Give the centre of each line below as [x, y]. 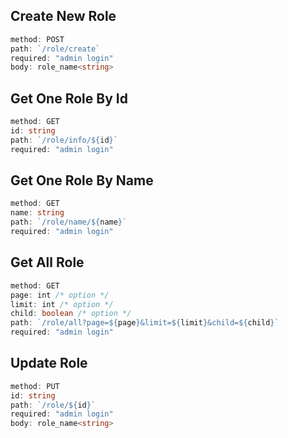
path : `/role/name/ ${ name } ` [69, 222]
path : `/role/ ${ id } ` [53, 405]
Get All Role [47, 262]
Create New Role [63, 16]
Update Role [49, 363]
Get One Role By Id [69, 98]
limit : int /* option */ [62, 304]
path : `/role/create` [55, 49]
